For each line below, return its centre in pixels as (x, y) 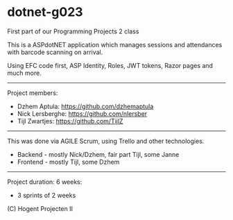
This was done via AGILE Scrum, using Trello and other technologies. (106, 141)
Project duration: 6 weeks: (45, 182)
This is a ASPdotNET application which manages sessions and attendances (115, 44)
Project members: (33, 93)
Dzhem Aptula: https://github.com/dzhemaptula (85, 106)
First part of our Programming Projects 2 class (73, 31)
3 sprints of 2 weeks (46, 195)
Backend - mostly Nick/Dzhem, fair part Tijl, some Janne (98, 154)
